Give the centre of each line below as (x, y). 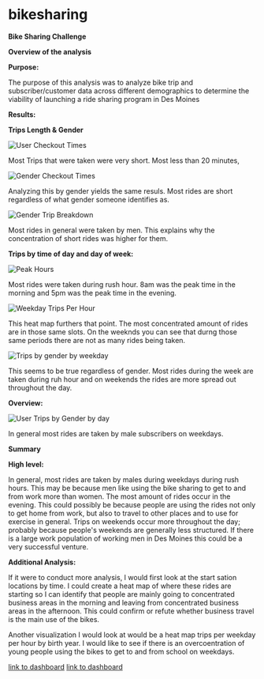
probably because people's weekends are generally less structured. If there (131, 530)
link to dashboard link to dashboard (66, 666)
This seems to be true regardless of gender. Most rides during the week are (131, 371)
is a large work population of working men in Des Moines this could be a (125, 538)
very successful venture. (48, 546)
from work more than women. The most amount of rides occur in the (119, 496)
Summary (24, 449)
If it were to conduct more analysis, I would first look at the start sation (123, 577)
